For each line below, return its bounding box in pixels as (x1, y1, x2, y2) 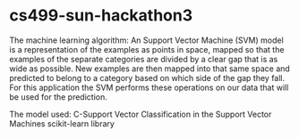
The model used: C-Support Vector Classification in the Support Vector (9, 109, 272, 119)
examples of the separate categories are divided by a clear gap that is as (9, 53, 278, 64)
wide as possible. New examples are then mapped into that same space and (9, 63, 291, 74)
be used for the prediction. (9, 91, 107, 102)
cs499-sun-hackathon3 (9, 5, 193, 26)
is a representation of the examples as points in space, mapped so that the (9, 44, 285, 54)
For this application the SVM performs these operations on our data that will (9, 82, 289, 93)
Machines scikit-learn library (9, 118, 115, 129)
